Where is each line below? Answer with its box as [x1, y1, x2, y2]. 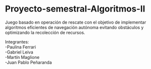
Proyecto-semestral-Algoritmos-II [5, 3, 145, 14]
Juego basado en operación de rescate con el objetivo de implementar [5, 19, 146, 25]
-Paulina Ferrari [5, 44, 36, 50]
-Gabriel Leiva [5, 49, 33, 55]
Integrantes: [5, 39, 29, 44]
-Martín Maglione [5, 54, 40, 60]
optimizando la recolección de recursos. [5, 29, 86, 35]
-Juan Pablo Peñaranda [5, 59, 52, 65]
